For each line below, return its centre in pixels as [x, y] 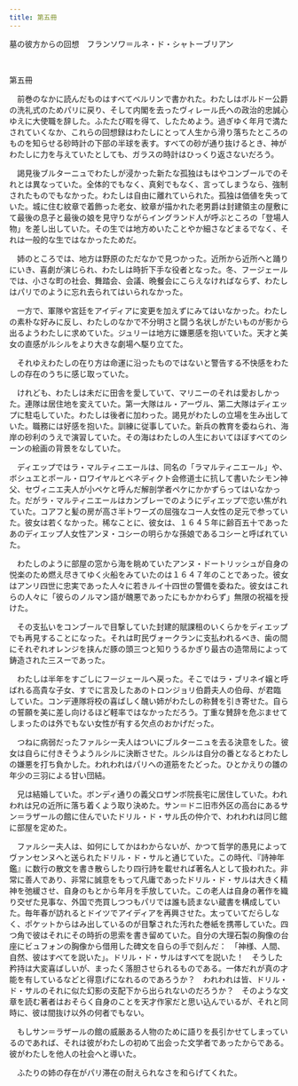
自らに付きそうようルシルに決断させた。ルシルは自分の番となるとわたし [157, 753]
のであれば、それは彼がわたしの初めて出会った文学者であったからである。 [153, 1043]
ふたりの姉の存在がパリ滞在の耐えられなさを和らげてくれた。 [129, 1072]
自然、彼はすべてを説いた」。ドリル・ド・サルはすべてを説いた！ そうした [146, 957]
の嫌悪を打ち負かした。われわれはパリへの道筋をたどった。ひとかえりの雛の [149, 764]
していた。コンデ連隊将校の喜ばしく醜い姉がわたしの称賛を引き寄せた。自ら [149, 701]
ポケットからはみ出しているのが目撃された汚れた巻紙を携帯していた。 [153, 924]
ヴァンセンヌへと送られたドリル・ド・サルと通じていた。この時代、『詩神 [143, 857]
